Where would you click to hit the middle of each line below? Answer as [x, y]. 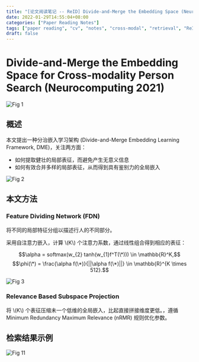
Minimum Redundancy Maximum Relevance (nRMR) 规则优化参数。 [88, 318]
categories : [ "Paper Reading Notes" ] [53, 22]
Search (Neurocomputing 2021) [85, 88]
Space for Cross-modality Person [90, 75]
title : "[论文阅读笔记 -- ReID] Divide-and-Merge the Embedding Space [92, 12]
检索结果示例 [30, 338]
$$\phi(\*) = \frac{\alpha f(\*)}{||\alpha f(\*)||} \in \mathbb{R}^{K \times [99, 263]
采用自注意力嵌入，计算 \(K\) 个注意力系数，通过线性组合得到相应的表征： [96, 243]
